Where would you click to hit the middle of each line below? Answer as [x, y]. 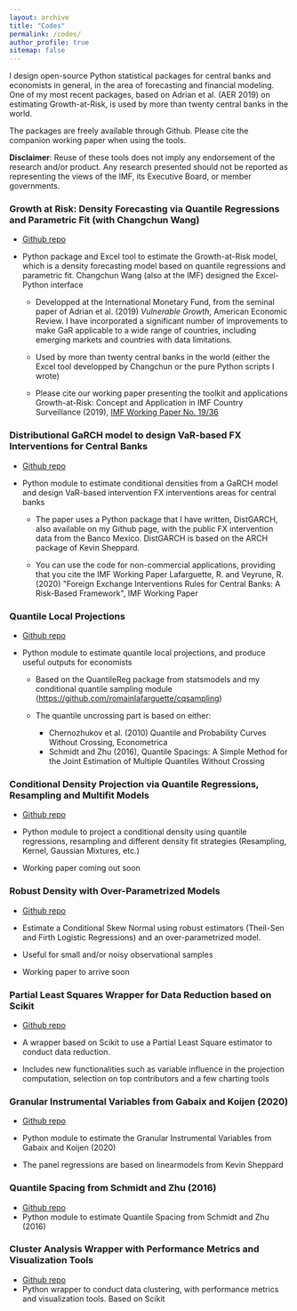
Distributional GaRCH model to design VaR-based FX [125, 435]
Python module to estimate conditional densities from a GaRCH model [150, 483]
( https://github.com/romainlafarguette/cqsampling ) [128, 698]
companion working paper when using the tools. [98, 141]
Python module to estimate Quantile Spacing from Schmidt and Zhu [145, 1217]
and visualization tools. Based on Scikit [93, 1299]
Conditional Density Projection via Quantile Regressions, [134, 784]
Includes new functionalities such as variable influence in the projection [153, 1069]
